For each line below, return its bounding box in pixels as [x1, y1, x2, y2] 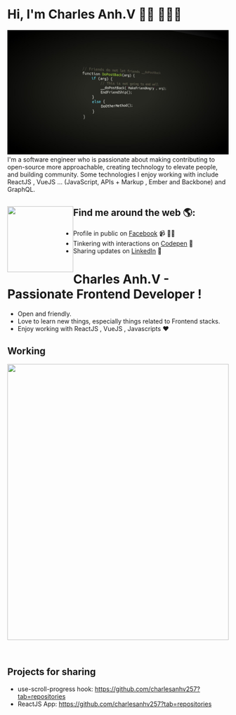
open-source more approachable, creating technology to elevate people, [7, 163, 218, 172]
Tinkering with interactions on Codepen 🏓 [73, 239, 193, 248]
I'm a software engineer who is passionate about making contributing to [7, 155, 216, 164]
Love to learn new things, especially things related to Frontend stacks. [17, 317, 221, 326]
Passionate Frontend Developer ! [7, 286, 202, 302]
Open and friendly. [17, 309, 72, 318]
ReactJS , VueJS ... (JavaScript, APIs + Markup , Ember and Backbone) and [7, 178, 226, 186]
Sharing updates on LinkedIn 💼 [73, 247, 162, 255]
